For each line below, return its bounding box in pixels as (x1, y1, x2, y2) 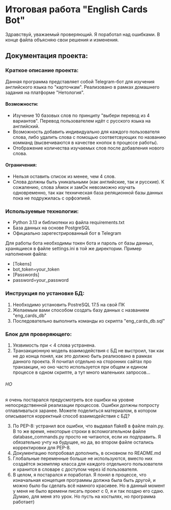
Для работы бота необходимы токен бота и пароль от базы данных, (5, 240, 154, 246)
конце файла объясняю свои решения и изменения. (5, 37, 119, 43)
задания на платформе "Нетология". (5, 89, 85, 95)
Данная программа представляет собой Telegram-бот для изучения (5, 78, 155, 85)
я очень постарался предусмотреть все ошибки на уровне (5, 397, 134, 403)
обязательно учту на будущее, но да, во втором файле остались (12, 439, 154, 445)
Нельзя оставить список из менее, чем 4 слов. (12, 174, 116, 180)
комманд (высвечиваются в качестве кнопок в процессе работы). (12, 139, 158, 145)
